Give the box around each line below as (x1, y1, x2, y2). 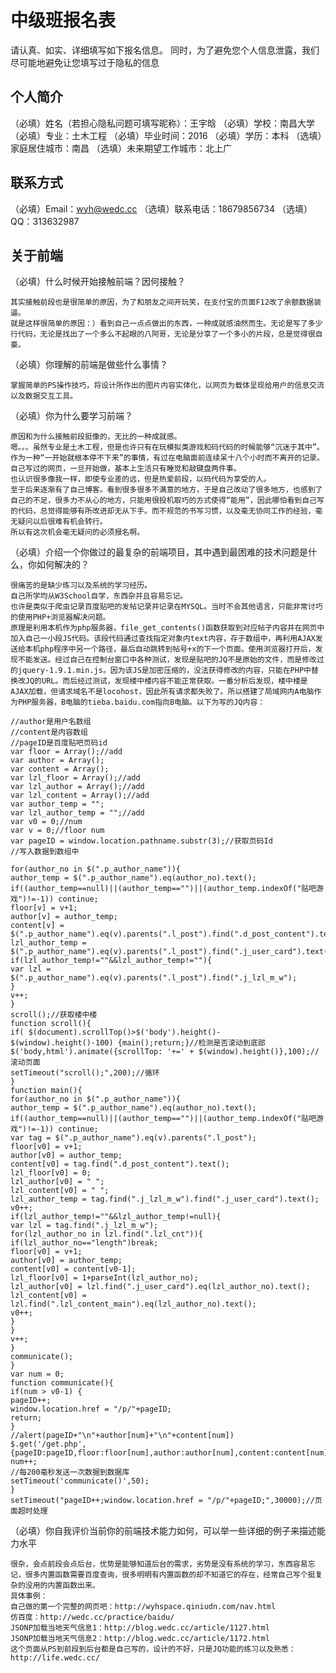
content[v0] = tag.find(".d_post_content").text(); (10, 1159, 230, 1170)
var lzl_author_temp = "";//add (10, 808, 145, 818)
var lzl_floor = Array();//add (10, 773, 141, 783)
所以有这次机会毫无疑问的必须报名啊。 (10, 527, 145, 538)
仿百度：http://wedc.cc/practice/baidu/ (10, 1612, 175, 1623)
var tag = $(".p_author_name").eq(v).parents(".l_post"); (10, 1133, 257, 1143)
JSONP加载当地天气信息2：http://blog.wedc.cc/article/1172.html (10, 1634, 270, 1644)
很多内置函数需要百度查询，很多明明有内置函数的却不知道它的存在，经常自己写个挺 (24, 1570, 316, 1580)
